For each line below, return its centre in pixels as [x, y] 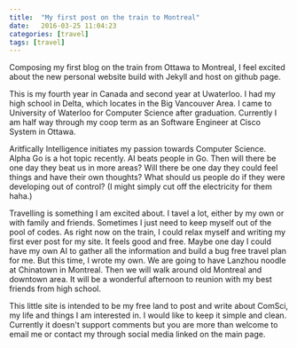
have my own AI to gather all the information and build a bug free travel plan [148, 251]
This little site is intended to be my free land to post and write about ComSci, [149, 306]
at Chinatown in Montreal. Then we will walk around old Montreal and [136, 270]
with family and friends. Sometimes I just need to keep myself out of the [141, 223]
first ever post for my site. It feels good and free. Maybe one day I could [141, 241]
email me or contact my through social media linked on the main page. [137, 335]
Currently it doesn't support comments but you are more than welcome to [144, 325]
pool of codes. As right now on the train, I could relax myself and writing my [148, 233]
